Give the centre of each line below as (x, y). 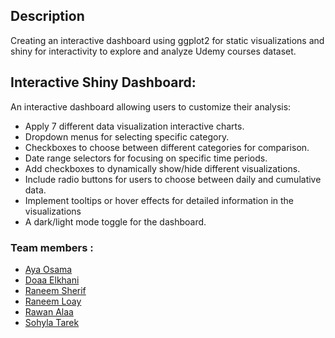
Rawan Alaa (49, 311)
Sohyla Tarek (52, 322)
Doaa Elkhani (52, 280)
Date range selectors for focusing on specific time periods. (146, 158)
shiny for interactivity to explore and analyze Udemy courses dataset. (153, 51)
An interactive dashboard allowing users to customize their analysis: (151, 106)
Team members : (52, 247)
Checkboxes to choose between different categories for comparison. (167, 147)
